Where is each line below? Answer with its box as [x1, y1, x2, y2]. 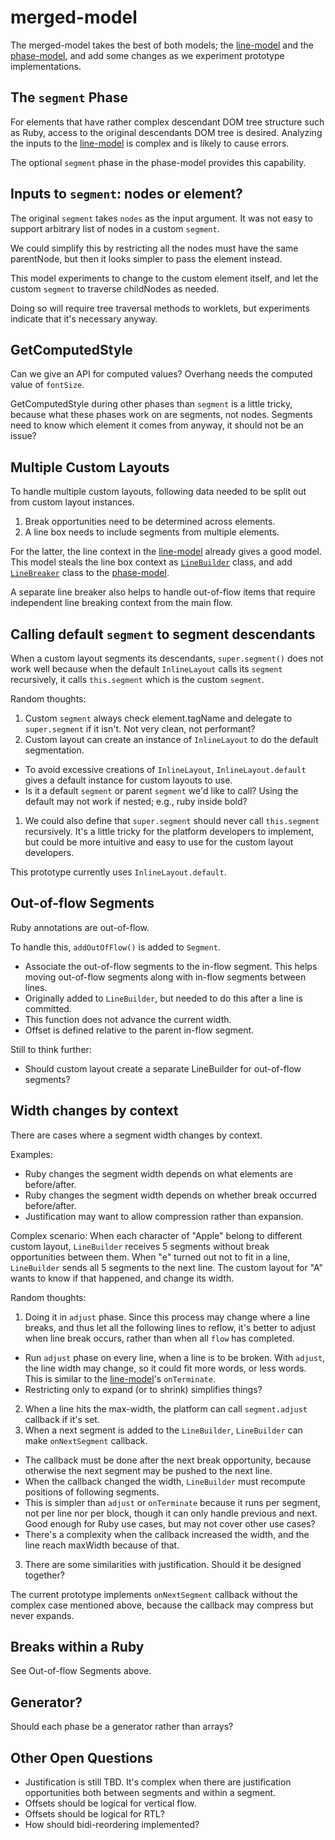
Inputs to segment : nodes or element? [10, 186, 243, 203]
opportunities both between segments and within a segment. [24, 1787, 277, 1799]
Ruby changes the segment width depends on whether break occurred [24, 1189, 318, 1201]
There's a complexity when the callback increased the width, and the [24, 1528, 310, 1540]
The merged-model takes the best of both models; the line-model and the [10, 39, 314, 51]
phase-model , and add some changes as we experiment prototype [10, 49, 285, 61]
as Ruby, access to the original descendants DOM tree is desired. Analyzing [10, 126, 323, 138]
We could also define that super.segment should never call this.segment [24, 815, 320, 826]
